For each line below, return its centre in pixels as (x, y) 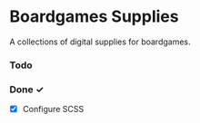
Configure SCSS (53, 109)
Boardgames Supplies (94, 17)
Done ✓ (27, 90)
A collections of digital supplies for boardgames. (100, 42)
